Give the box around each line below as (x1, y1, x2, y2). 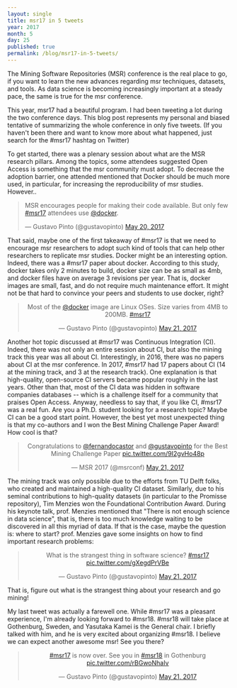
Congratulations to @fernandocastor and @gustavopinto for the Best (27, 441, 229, 450)
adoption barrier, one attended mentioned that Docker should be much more (7, 172, 230, 181)
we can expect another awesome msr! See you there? (7, 637, 165, 645)
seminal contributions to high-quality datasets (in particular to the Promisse (7, 492, 227, 500)
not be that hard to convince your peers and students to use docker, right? (7, 289, 224, 297)
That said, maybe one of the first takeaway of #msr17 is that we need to (7, 235, 216, 245)
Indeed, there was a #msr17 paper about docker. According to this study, (7, 258, 219, 267)
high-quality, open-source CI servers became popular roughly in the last (7, 375, 218, 384)
